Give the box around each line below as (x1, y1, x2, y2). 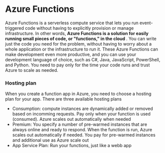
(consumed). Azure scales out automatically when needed (12, 116, 131, 122)
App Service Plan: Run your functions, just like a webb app (12, 143, 132, 149)
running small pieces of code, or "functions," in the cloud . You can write (5, 36, 157, 42)
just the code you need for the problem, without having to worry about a (5, 41, 152, 47)
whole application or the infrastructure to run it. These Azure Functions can (5, 46, 158, 52)
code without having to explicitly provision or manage (25, 25, 134, 31)
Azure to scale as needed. (5, 67, 58, 73)
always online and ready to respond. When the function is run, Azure (12, 127, 152, 133)
